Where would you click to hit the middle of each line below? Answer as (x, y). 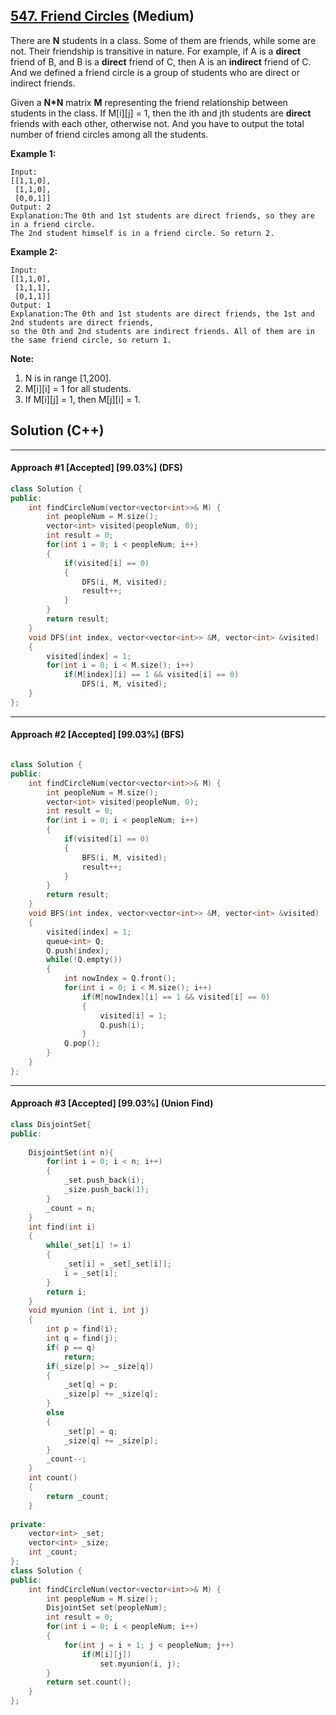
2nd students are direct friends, (82, 322)
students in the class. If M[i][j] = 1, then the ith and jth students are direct (161, 113)
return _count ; (78, 1496)
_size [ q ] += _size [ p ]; (111, 1440)
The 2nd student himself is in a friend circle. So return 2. (142, 233)
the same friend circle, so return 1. (91, 340)
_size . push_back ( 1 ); (106, 1190)
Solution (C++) (57, 430)
